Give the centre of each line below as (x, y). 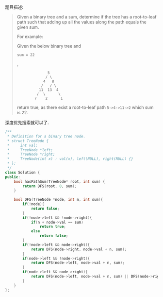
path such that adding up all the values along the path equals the (81, 22)
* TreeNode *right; (31, 155)
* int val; (22, 145)
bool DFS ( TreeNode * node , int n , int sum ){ (58, 200)
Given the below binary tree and (49, 46)
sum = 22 (26, 55)
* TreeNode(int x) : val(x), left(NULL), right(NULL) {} (70, 159)
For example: (30, 36)
